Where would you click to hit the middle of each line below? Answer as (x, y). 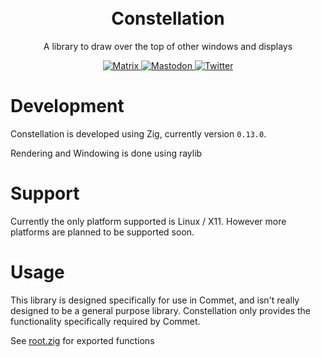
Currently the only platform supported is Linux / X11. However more (148, 221)
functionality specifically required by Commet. (105, 321)
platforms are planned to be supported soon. (102, 232)
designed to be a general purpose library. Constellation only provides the (161, 310)
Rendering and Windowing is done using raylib (106, 153)
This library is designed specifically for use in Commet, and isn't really (155, 300)
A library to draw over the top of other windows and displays (168, 46)
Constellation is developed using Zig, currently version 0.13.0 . (138, 133)
